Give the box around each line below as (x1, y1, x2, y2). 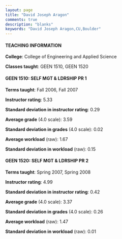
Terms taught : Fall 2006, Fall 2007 (5, 86, 78, 92)
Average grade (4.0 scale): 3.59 (5, 116, 73, 123)
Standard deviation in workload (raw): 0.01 (5, 228, 97, 234)
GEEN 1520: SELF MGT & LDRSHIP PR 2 (5, 158, 89, 164)
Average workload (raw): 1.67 (5, 136, 68, 142)
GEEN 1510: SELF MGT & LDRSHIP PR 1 (5, 75, 87, 81)
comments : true (5, 17, 38, 22)
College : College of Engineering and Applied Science (5, 54, 117, 60)
